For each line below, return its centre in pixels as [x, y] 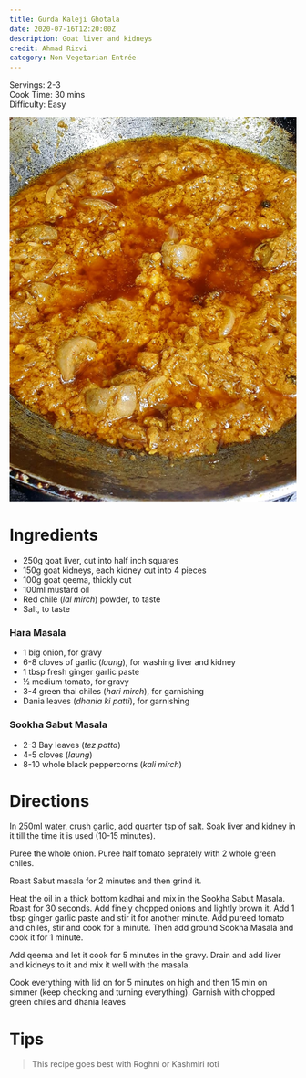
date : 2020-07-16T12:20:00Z [63, 29]
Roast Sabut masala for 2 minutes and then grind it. [106, 881]
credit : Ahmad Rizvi [49, 48]
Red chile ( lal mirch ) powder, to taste [92, 599]
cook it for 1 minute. [46, 937]
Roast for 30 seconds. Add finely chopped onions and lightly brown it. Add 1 [152, 908]
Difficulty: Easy [38, 104]
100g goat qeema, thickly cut [77, 579]
